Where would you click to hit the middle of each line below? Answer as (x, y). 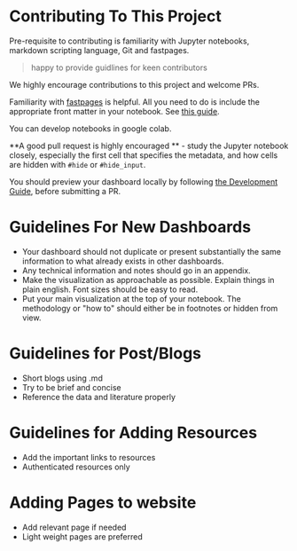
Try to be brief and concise (71, 387)
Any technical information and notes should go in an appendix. (136, 270)
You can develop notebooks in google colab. (90, 128)
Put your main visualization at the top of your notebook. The (131, 298)
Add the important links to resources (89, 457)
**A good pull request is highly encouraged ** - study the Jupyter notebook (149, 146)
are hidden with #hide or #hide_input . (78, 164)
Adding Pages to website (103, 502)
